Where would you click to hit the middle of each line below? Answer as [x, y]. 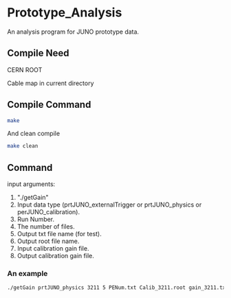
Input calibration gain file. [53, 249]
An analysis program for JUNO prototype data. [73, 32]
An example [27, 274]
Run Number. [36, 219]
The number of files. [46, 227]
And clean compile [34, 134]
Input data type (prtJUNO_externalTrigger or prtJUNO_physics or [109, 205]
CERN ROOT [25, 69]
